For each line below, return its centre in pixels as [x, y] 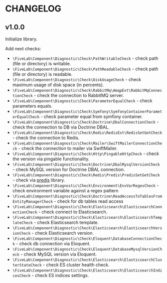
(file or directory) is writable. [42, 64]
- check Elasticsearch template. [66, 222]
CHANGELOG [33, 9]
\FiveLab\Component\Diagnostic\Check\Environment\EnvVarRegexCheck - [85, 185]
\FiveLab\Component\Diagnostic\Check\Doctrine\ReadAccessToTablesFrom [87, 196]
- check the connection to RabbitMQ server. [79, 95]
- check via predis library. [39, 180]
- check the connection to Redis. [46, 138]
